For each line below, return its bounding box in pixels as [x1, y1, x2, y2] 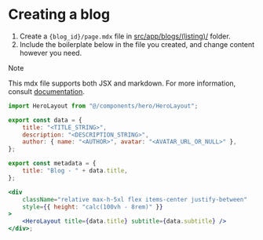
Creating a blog [8, 5, 111, 24]
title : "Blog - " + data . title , [22, 167, 128, 175]
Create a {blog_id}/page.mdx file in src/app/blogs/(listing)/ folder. [19, 31, 231, 41]
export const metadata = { [8, 159, 97, 168]
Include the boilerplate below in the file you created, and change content [19, 39, 255, 49]
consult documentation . [8, 86, 85, 96]
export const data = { [8, 116, 82, 124]
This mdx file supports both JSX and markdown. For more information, [8, 78, 236, 88]
